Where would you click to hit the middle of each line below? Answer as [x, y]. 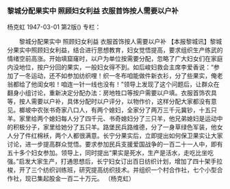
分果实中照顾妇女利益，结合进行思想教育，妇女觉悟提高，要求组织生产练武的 [115, 50]
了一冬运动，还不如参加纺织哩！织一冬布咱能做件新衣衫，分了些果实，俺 [115, 76]
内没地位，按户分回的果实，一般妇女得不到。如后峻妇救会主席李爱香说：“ [111, 67]
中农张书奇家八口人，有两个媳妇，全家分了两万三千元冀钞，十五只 [124, 110]
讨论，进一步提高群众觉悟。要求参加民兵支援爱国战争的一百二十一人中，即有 [115, 144]
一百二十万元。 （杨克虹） [98, 179]
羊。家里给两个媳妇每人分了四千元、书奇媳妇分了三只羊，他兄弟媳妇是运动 [112, 118]
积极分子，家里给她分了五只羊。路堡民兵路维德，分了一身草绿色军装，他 [115, 127]
